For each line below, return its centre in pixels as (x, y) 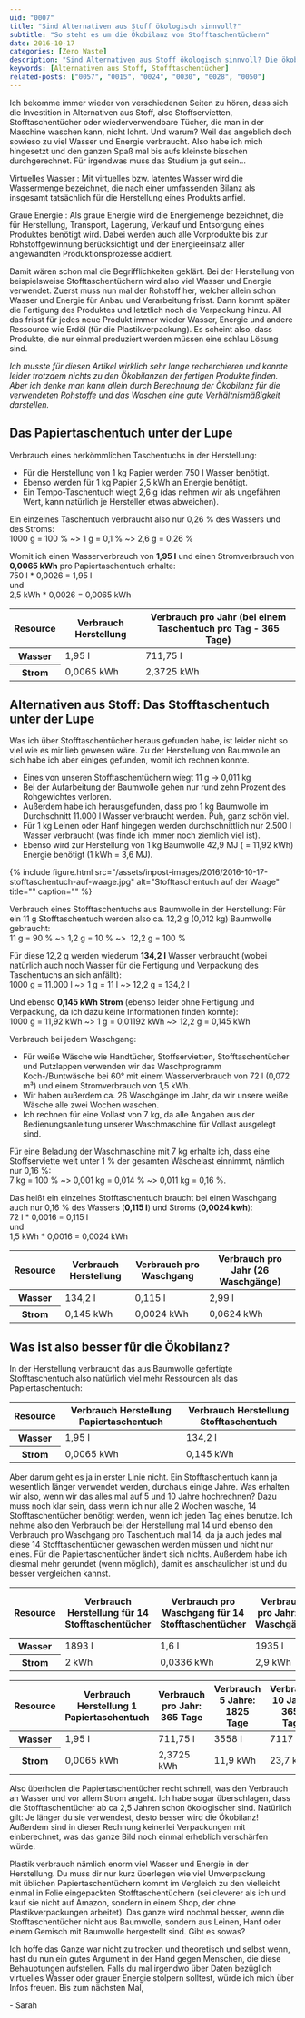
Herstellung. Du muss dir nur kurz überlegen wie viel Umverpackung (138, 1873)
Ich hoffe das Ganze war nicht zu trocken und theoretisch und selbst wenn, (150, 1949)
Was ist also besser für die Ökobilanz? (120, 1347)
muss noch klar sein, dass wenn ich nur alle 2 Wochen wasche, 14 (133, 1506)
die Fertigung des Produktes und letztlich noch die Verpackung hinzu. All (146, 310)
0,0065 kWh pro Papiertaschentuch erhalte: (93, 566)
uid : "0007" (32, 18)
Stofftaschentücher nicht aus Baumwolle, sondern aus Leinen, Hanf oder (145, 1922)
